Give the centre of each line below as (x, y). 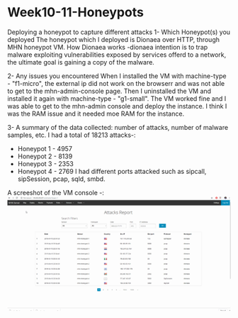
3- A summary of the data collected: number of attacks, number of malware (118, 127)
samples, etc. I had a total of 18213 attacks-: (72, 135)
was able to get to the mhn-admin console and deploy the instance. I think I (117, 106)
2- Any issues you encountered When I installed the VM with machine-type (117, 76)
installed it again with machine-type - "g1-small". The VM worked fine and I (117, 98)
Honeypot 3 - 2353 (46, 163)
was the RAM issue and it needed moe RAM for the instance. (96, 114)
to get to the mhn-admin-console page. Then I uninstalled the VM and (109, 91)
